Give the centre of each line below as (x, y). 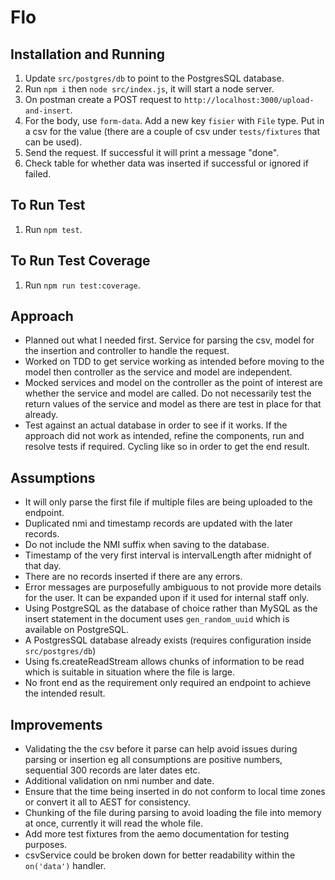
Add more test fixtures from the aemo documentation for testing (157, 834)
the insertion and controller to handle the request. (127, 351)
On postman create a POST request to (103, 99)
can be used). (53, 142)
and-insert (47, 111)
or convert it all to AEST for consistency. (107, 802)
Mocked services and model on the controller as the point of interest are (173, 383)
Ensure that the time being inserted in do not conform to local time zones (175, 792)
